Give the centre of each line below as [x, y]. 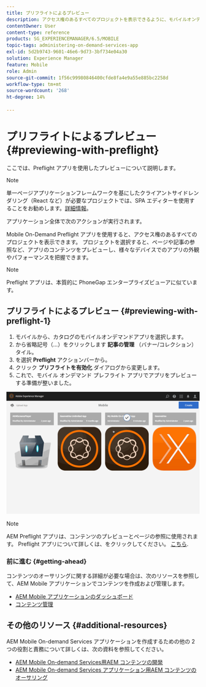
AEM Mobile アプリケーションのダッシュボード [74, 596]
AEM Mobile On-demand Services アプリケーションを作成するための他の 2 [101, 641]
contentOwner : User [31, 26]
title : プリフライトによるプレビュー [48, 13]
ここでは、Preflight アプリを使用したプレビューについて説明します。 [93, 168]
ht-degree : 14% [26, 97]
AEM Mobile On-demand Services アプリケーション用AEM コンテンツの [106, 670]
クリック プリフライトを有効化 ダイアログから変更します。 [89, 367]
